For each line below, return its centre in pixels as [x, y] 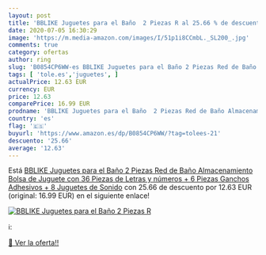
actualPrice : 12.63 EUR [47, 82]
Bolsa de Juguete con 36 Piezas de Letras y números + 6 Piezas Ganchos [129, 179]
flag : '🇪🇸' [28, 126]
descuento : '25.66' [40, 141]
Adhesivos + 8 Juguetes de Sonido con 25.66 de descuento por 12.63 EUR [130, 188]
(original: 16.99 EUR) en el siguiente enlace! [79, 196]
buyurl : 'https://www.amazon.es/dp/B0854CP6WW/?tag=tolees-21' [115, 133]
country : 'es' [32, 119]
